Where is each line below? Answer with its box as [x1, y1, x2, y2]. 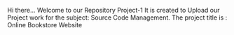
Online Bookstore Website [7, 21, 83, 29]
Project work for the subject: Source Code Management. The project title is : [7, 13, 228, 22]
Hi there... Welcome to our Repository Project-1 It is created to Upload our [7, 6, 220, 14]
